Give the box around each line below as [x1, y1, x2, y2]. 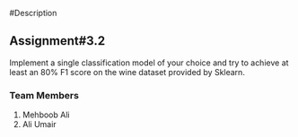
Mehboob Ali [22, 109, 70, 120]
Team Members [9, 89, 79, 101]
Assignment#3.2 [9, 33, 106, 48]
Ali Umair [22, 119, 57, 130]
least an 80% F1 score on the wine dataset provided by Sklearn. [9, 66, 245, 77]
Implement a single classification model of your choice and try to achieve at [9, 57, 289, 68]
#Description [9, 8, 57, 18]
